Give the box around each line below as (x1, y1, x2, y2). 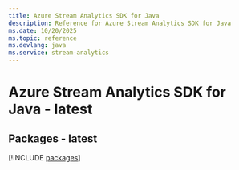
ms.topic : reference (8, 34, 78, 42)
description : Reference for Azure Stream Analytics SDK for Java (8, 19, 231, 27)
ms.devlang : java (8, 42, 67, 49)
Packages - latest (8, 132, 98, 145)
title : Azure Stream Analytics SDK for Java (8, 11, 160, 20)
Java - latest (8, 101, 93, 118)
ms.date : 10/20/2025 (8, 26, 78, 34)
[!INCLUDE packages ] (8, 153, 81, 162)
